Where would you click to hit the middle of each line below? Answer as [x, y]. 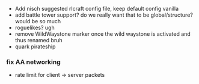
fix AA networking [34, 62]
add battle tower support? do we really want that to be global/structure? [104, 15]
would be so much [38, 21]
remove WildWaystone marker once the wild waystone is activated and [103, 34]
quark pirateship [35, 46]
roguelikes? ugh [35, 27]
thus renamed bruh [38, 40]
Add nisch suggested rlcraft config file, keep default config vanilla [97, 9]
